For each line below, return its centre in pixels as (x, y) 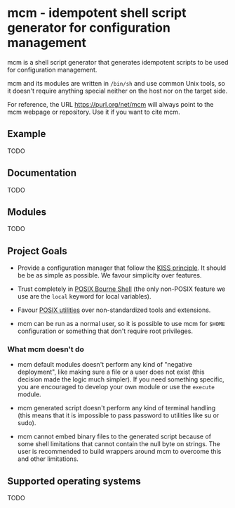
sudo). (27, 423)
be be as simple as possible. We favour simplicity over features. (109, 275)
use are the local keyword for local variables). (84, 297)
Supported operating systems (74, 481)
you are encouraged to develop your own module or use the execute (116, 387)
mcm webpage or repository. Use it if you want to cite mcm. (94, 112)
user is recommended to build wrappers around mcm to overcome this (119, 452)
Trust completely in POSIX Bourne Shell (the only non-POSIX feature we (121, 289)
